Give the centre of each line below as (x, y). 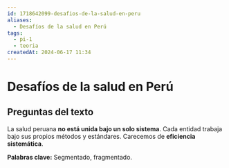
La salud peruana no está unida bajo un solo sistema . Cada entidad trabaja (115, 128)
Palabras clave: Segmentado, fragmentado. (70, 157)
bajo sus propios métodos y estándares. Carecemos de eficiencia (101, 136)
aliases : (20, 20)
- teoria (26, 46)
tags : (15, 33)
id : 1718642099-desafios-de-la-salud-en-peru (74, 14)
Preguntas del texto (51, 112)
